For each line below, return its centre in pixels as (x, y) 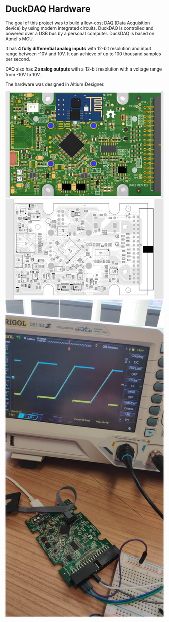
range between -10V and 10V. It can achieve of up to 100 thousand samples (83, 54)
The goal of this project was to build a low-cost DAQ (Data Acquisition (78, 23)
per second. (18, 59)
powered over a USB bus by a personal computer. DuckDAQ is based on (80, 33)
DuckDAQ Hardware (48, 9)
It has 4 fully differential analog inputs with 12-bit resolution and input (78, 48)
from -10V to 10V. (23, 74)
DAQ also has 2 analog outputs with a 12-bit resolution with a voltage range (84, 69)
